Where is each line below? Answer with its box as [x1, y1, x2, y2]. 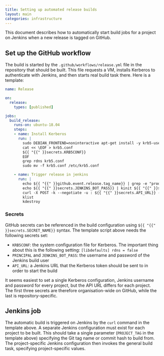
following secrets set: [5, 232, 48, 238]
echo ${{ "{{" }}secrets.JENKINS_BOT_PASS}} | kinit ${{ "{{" [22, 186, 152, 191]
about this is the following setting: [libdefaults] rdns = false [12, 247, 138, 253]
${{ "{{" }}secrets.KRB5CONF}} [22, 150, 86, 155]
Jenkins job [5, 307, 41, 315]
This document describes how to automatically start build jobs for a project [5, 30, 156, 36]
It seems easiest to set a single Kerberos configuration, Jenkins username [5, 277, 154, 283]
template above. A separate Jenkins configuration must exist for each [5, 325, 145, 331]
